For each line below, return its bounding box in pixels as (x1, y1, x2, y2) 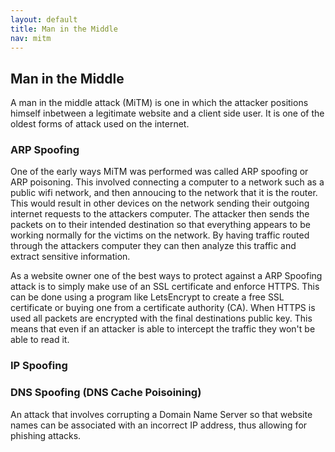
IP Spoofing (10, 359, 68, 373)
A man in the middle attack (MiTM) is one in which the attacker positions (10, 97, 309, 109)
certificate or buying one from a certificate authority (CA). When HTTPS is (10, 302, 316, 314)
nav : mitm (10, 33, 52, 43)
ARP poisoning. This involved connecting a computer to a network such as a (10, 176, 325, 188)
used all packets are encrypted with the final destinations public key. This (10, 312, 313, 325)
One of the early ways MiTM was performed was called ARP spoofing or (10, 166, 309, 178)
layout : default (10, 14, 78, 25)
